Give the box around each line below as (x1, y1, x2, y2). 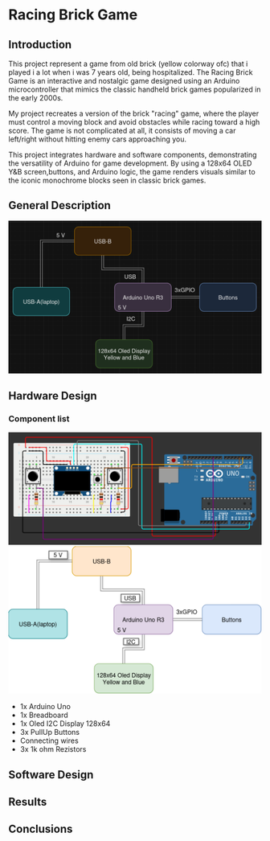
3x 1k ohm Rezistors (19, 745, 87, 754)
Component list (8, 413, 70, 425)
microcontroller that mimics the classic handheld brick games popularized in (8, 84, 261, 94)
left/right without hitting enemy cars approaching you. (8, 134, 187, 144)
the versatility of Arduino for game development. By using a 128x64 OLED (8, 158, 252, 168)
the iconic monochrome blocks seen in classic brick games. (8, 175, 207, 185)
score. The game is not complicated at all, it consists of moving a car (8, 126, 236, 135)
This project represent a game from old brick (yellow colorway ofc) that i (8, 59, 248, 68)
